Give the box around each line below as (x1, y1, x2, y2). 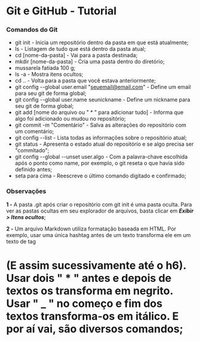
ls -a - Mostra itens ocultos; (14, 70, 84, 78)
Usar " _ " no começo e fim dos (6, 297, 163, 310)
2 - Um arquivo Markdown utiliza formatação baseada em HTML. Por (6, 225, 177, 232)
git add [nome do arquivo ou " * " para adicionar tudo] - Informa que (14, 109, 184, 116)
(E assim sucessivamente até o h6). (6, 259, 187, 272)
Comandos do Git (6, 26, 58, 34)
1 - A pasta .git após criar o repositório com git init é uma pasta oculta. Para (6, 201, 192, 208)
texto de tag (6, 238, 36, 245)
